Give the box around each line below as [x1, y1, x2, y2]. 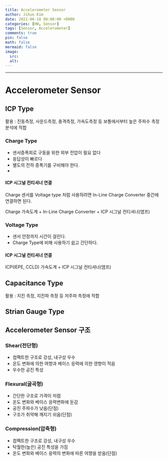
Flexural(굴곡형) [5, 380, 43, 387]
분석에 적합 [5, 124, 27, 130]
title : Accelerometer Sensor [5, 7, 66, 12]
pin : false [5, 35, 28, 40]
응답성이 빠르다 [12, 155, 42, 161]
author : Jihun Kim [5, 12, 43, 17]
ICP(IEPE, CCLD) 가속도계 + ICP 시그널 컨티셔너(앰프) [5, 264, 111, 270]
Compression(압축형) [5, 425, 56, 432]
